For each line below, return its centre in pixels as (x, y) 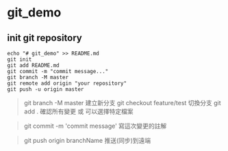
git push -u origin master (46, 90)
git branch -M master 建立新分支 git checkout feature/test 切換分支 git (122, 103)
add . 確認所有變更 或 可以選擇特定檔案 (78, 111)
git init (20, 59)
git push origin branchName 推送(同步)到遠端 (87, 140)
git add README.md (33, 66)
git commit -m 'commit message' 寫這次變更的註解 (95, 126)
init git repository (45, 38)
